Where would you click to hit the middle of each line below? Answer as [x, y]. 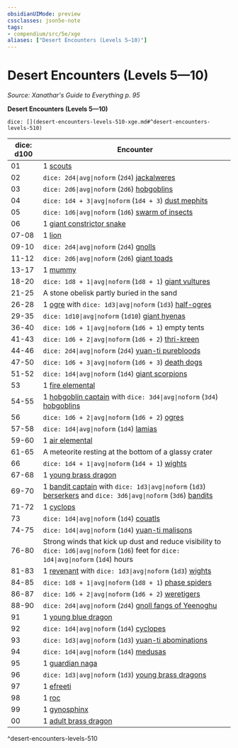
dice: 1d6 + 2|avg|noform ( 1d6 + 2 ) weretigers [121, 594]
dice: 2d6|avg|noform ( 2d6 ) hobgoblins [108, 189]
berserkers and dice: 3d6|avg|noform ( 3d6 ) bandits [128, 496]
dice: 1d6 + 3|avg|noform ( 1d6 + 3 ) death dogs [123, 362]
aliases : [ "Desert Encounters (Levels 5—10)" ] [77, 40]
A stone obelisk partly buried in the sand [110, 293]
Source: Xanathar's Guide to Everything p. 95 [74, 95]
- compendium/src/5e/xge [44, 34]
